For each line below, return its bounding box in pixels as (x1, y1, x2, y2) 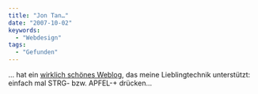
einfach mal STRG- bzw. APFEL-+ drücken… (8, 78, 153, 88)
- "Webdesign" (15, 33, 62, 42)
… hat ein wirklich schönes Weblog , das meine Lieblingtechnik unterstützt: (8, 70, 251, 79)
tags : (8, 41, 26, 49)
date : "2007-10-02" (8, 19, 73, 27)
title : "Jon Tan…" (8, 11, 69, 20)
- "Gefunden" (15, 48, 59, 56)
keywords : (8, 26, 41, 34)
